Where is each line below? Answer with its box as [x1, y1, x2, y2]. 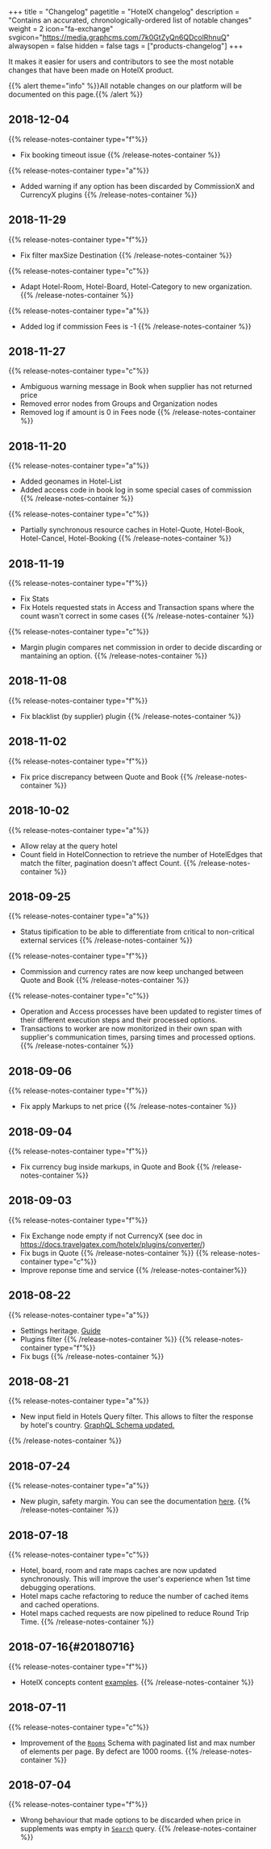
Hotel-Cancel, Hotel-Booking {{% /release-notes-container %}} [19, 533, 232, 543]
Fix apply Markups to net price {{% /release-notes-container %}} [19, 1102, 237, 1111]
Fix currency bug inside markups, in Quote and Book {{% [19, 1161, 211, 1171]
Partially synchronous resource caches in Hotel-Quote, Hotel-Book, [19, 525, 244, 535]
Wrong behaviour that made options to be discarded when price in [19, 1815, 241, 1825]
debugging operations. [19, 1583, 97, 1592]
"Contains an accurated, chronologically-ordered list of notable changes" [8, 15, 252, 25]
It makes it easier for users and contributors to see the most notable [8, 56, 234, 66]
